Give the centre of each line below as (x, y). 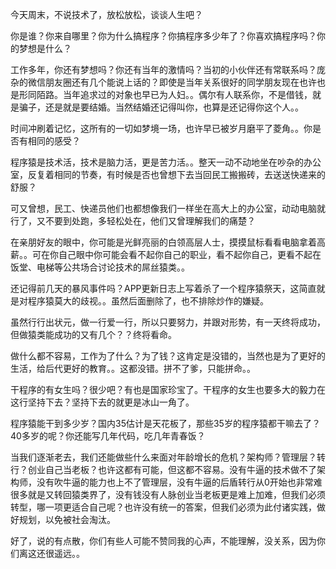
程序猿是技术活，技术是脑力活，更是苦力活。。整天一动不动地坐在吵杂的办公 (166, 162)
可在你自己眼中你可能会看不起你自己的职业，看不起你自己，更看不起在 (176, 254)
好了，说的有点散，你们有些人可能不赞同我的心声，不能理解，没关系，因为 (163, 541)
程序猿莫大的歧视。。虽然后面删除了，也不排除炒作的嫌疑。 (148, 301)
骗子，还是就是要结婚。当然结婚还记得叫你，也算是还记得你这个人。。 (161, 107)
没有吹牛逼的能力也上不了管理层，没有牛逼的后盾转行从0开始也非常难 (179, 482)
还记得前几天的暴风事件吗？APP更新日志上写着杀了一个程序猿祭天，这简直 (163, 288)
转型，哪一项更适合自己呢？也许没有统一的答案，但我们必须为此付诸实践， (163, 507)
